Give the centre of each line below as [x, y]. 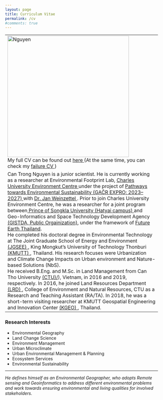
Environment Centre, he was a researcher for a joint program [76, 204]
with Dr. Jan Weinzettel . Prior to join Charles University [86, 199]
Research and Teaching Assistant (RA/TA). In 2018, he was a [77, 296]
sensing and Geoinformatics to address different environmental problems [78, 383]
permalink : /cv [20, 18]
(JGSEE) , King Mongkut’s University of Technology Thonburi [77, 247]
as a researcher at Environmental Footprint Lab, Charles [71, 180]
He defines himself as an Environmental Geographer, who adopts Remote [79, 378]
